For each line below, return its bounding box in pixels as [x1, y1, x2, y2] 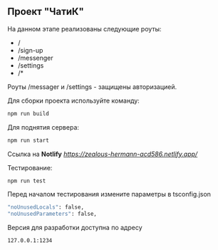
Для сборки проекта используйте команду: [7, 96, 140, 105]
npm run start [7, 137, 50, 144]
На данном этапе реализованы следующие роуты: [7, 24, 162, 33]
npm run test [7, 177, 46, 184]
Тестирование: [7, 163, 53, 172]
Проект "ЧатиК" [7, 6, 84, 18]
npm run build [7, 110, 50, 117]
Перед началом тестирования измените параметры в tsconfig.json [7, 190, 212, 199]
